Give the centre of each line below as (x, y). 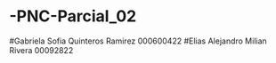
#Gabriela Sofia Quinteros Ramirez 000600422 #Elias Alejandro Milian (138, 41)
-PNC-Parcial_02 (73, 16)
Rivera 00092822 (41, 50)
